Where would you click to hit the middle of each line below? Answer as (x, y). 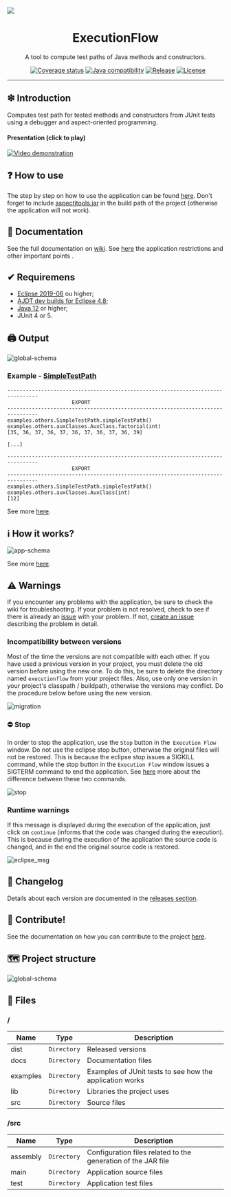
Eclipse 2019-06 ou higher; (55, 294)
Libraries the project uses (128, 1091)
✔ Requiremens (41, 277)
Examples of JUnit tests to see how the (150, 1072)
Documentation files (120, 1060)
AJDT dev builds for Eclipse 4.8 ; (63, 301)
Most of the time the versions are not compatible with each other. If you (108, 657)
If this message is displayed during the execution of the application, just (109, 825)
